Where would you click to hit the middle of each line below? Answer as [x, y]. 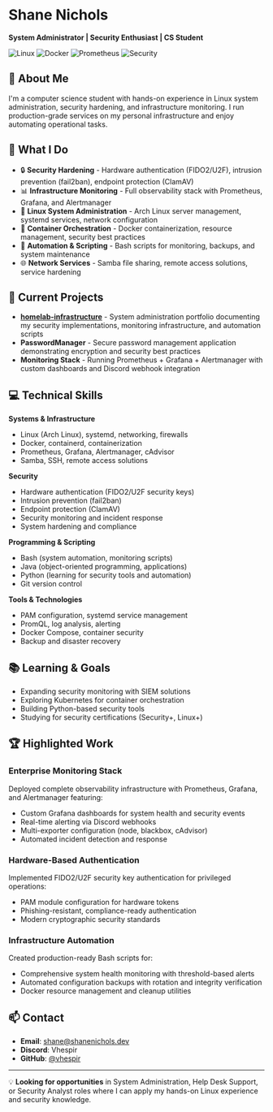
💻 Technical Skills [56, 395]
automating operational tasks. [58, 124]
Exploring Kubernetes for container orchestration [102, 700]
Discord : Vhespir [49, 1050]
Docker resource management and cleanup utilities [106, 991]
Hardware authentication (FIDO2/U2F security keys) [107, 492]
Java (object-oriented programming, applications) [104, 567]
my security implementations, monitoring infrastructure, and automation [141, 326]
